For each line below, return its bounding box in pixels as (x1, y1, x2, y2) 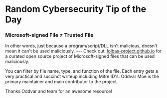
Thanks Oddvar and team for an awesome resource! (5, 88, 112, 95)
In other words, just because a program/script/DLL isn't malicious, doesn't (5, 43, 158, 49)
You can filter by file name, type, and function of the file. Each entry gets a (5, 68, 159, 74)
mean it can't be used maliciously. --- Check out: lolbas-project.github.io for (5, 48, 162, 54)
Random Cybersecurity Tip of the (5, 3, 147, 15)
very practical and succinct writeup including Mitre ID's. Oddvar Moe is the (5, 73, 160, 80)
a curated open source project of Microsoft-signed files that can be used (5, 53, 155, 59)
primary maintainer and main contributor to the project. (5, 79, 118, 85)
